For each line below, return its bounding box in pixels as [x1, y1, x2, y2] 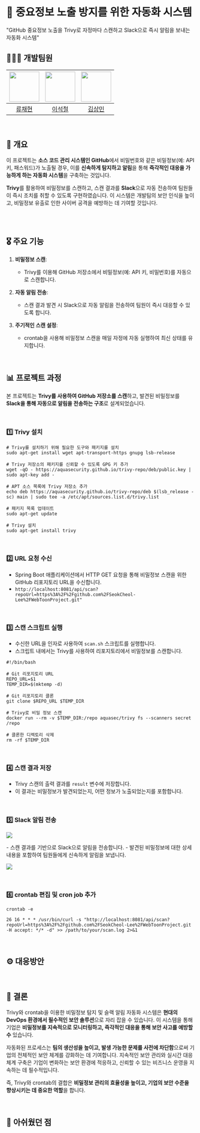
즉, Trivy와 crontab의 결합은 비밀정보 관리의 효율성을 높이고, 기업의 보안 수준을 [6, 1079, 190, 1086]
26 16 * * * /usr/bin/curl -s [6, 916, 82, 922]
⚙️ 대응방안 [6, 956, 45, 967]
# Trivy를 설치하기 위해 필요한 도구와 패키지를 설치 [6, 445, 119, 451]
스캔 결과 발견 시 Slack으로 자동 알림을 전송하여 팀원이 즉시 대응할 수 [23, 302, 184, 309]
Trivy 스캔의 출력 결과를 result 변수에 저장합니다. [14, 780, 132, 788]
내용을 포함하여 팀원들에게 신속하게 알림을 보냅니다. [6, 851, 126, 858]
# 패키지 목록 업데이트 [6, 506, 54, 512]
